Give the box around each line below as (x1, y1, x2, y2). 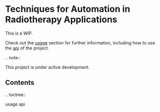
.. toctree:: (5, 91, 26, 97)
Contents (5, 78, 35, 87)
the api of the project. (5, 45, 50, 51)
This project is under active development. (5, 64, 90, 70)
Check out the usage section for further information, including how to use (5, 39, 155, 45)
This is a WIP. (5, 30, 33, 36)
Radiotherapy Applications (5, 14, 117, 25)
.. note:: (5, 54, 21, 60)
